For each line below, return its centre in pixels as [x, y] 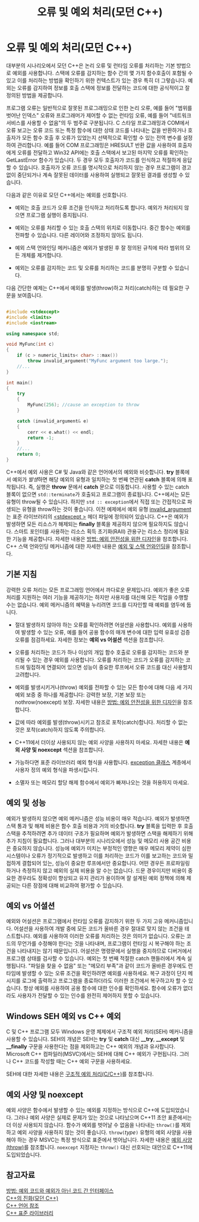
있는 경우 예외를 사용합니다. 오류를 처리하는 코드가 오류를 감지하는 [108, 659]
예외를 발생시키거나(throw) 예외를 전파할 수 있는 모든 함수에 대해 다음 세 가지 [104, 687]
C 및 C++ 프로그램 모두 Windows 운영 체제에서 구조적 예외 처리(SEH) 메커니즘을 [100, 1032]
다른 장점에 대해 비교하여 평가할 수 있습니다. [72, 885]
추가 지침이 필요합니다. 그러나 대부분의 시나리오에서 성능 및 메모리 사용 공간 [93, 841]
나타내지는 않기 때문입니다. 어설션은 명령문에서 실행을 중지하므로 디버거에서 [104, 951]
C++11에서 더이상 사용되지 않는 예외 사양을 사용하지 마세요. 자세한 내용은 [99, 742]
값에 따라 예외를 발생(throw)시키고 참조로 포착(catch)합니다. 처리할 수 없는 [101, 722]
